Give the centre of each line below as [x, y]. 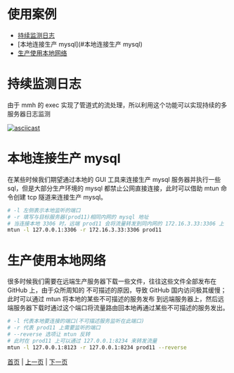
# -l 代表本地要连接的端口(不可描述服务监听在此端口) [76, 322]
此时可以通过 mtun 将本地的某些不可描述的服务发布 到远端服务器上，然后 [113, 299]
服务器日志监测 [29, 114]
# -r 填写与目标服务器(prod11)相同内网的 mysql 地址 [78, 217]
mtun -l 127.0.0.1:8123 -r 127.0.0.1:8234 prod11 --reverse [97, 347]
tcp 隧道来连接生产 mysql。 [67, 197]
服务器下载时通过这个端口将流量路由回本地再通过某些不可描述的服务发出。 [121, 308]
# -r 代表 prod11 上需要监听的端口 [54, 328]
